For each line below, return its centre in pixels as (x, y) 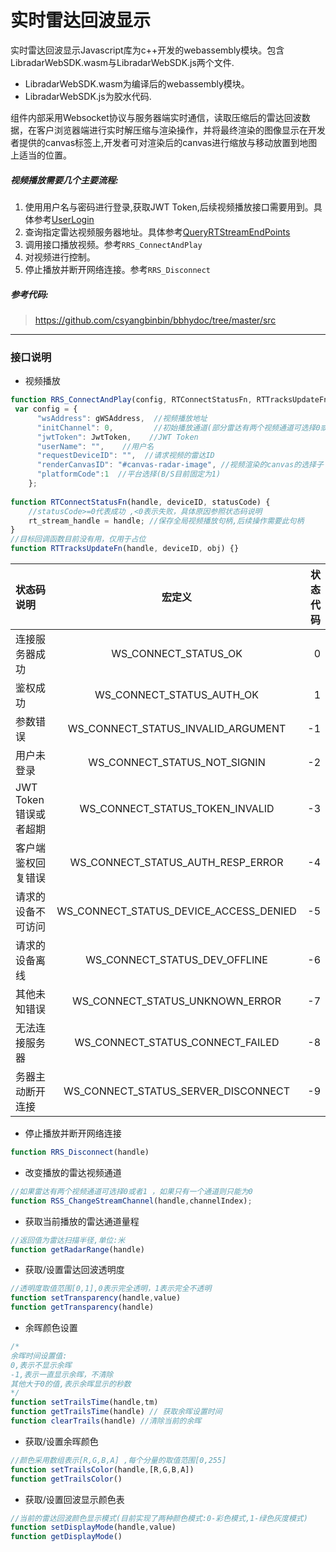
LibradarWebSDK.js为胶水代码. (88, 96)
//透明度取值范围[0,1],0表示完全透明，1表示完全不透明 (111, 1289)
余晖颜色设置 (51, 1328)
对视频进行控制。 (60, 257)
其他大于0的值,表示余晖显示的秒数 (71, 1384)
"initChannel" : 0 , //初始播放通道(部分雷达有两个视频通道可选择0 (178, 427)
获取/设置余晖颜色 (61, 1441)
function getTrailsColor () (66, 1479)
